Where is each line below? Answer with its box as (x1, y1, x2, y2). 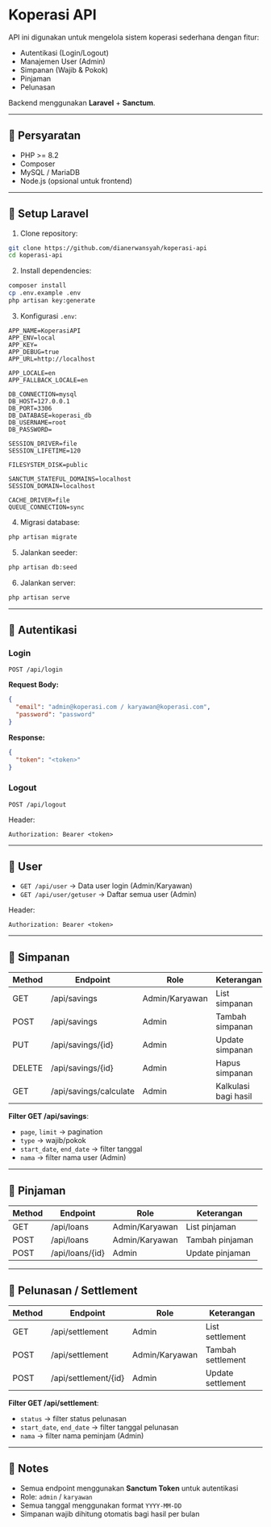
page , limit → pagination (19, 1127, 103, 1137)
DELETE (12, 1062, 43, 1074)
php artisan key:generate (8, 297, 95, 305)
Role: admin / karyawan (19, 1492, 93, 1501)
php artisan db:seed (8, 563, 78, 571)
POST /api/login (8, 665, 63, 674)
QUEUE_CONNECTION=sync (8, 503, 85, 511)
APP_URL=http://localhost (8, 355, 95, 363)
